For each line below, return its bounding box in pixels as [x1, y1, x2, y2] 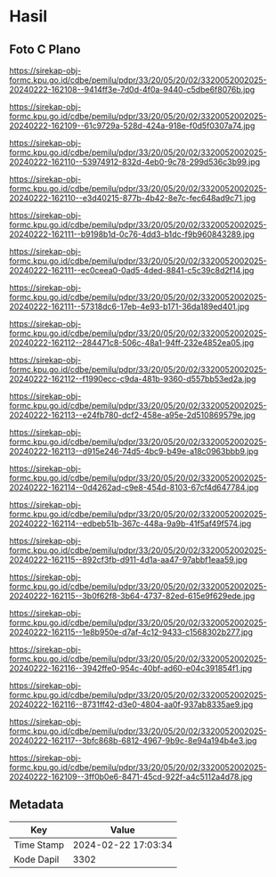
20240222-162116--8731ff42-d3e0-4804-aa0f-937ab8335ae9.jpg [9, 699, 254, 710]
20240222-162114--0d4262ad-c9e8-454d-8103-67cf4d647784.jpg [9, 483, 259, 492]
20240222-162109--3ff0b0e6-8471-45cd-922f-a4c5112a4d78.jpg [9, 772, 253, 782]
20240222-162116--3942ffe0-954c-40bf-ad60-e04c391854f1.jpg [9, 663, 253, 673]
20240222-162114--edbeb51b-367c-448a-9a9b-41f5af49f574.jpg [9, 518, 252, 529]
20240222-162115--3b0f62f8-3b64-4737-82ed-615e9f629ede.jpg [9, 590, 256, 601]
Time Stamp [13, 839, 65, 851]
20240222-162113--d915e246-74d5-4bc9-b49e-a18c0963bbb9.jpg [9, 446, 259, 456]
